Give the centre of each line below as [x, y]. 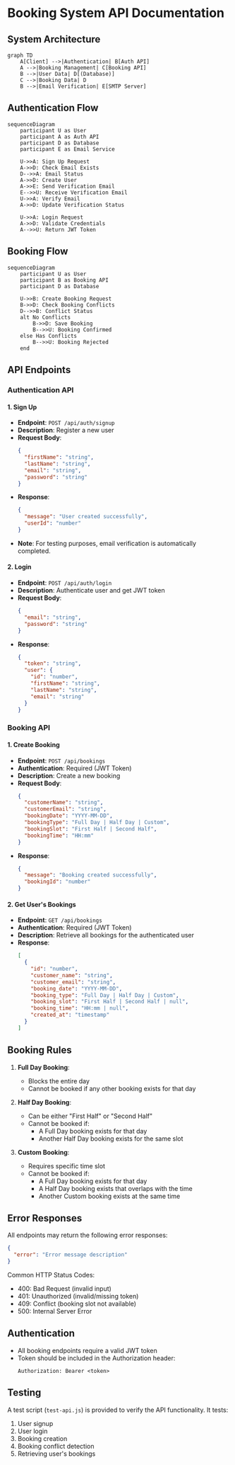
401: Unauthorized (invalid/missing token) [78, 1296]
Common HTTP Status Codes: [51, 1275]
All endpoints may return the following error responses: [88, 1235]
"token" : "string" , [53, 663]
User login [32, 1431]
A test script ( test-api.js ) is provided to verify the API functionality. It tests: [118, 1410]
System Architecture [54, 39]
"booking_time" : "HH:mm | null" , [80, 1008]
